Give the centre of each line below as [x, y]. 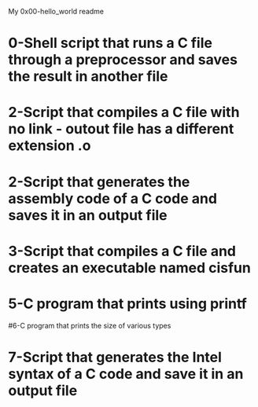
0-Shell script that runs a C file [110, 43]
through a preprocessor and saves [123, 60]
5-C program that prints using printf [128, 304]
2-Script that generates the [99, 182]
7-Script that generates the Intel [115, 357]
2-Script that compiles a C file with [124, 112]
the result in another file [88, 77]
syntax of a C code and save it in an [126, 374]
